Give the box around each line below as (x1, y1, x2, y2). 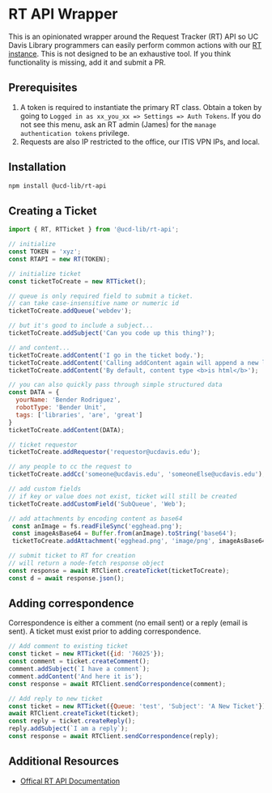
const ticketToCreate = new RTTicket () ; (8, 277, 147, 286)
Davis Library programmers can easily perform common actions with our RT (8, 40, 262, 49)
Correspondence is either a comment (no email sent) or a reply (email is (8, 618, 249, 628)
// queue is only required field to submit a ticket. (8, 292, 194, 300)
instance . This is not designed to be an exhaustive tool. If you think (8, 49, 232, 58)
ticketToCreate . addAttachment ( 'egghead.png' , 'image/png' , (11, 537, 216, 545)
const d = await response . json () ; (8, 574, 125, 583)
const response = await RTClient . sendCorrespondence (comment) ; (8, 680, 227, 688)
